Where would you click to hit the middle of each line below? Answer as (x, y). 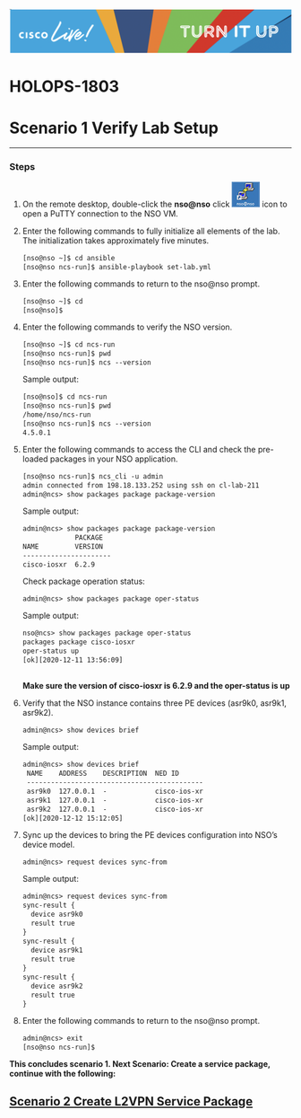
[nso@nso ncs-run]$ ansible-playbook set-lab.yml (117, 267)
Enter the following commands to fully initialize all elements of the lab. (151, 231)
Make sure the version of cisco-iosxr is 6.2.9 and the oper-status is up (156, 685)
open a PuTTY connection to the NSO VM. (100, 213)
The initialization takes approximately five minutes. (116, 240)
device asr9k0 (57, 914)
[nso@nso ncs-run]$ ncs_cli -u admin (93, 476)
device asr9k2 (57, 986)
